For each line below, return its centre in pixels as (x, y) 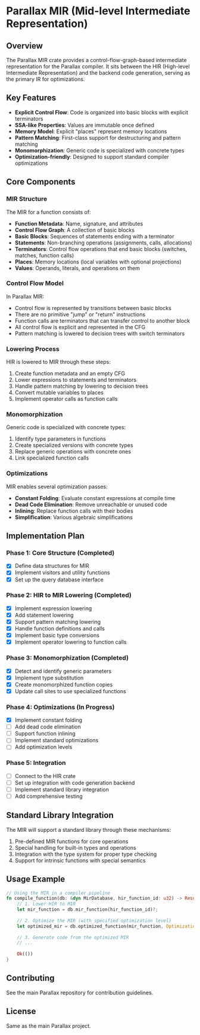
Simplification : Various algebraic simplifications (74, 517)
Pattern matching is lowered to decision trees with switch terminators (100, 333)
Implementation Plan (46, 536)
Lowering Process (33, 349)
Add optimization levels (43, 747)
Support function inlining (45, 734)
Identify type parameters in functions (60, 439)
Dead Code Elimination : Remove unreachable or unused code (91, 504)
